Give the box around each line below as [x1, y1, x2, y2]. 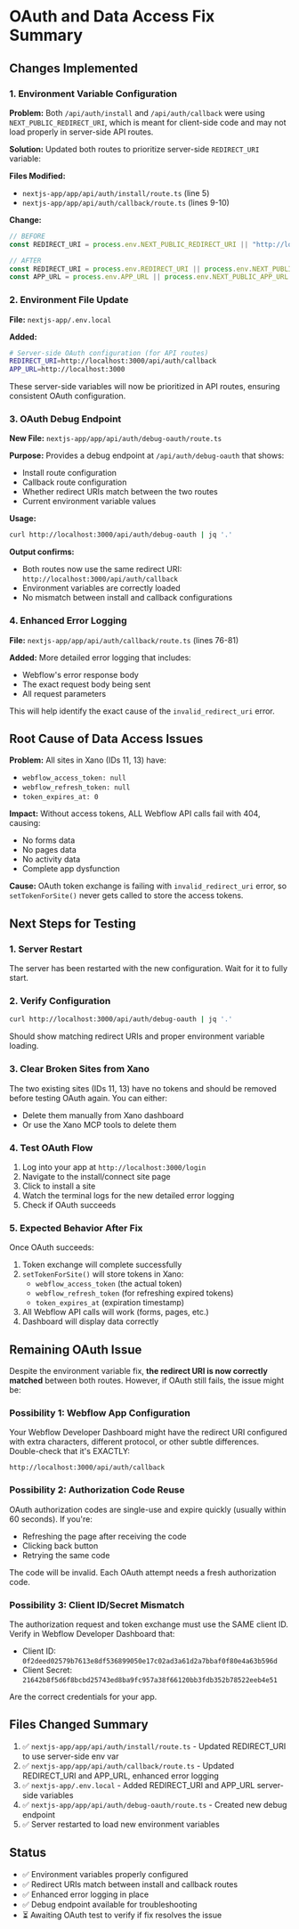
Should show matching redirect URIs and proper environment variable [9, 1031, 265, 1042]
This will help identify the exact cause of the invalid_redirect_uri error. [9, 706, 275, 716]
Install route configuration [21, 468, 117, 478]
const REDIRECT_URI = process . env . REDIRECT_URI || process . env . [9, 265, 253, 274]
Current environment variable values [21, 496, 157, 507]
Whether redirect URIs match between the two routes [21, 486, 218, 497]
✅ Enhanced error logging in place [21, 1889, 149, 1900]
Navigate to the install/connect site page [21, 1171, 171, 1181]
